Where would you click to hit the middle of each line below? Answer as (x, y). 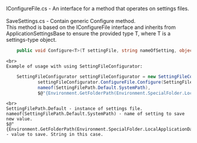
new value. (19, 119)
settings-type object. (31, 40)
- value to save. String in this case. (55, 135)
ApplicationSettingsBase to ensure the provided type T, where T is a (89, 34)
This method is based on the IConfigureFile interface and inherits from (91, 27)
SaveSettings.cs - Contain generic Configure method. (71, 21)
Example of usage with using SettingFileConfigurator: (74, 66)
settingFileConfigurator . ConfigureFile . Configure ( (101, 82)
